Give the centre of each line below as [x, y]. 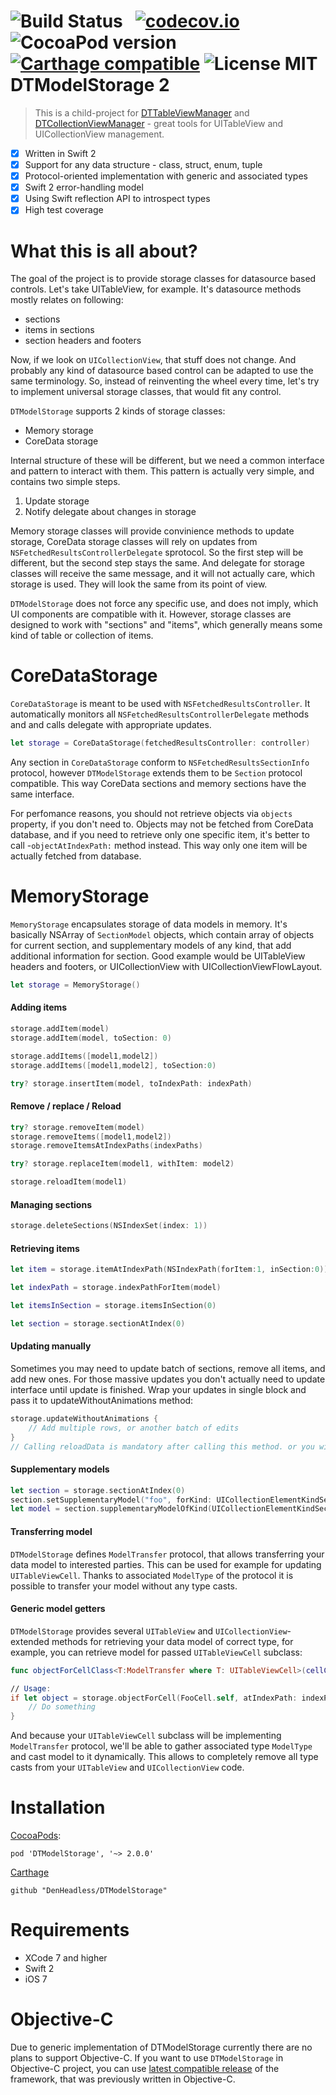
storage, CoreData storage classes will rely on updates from [134, 542]
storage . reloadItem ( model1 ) [69, 1182]
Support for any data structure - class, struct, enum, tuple [143, 164]
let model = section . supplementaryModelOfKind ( [111, 1509]
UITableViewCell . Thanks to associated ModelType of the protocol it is [152, 1575]
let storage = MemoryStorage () [75, 985]
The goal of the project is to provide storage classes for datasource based [163, 279]
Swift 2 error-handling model [84, 187]
